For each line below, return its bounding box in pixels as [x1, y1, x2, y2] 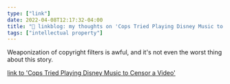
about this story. [7, 56, 54, 64]
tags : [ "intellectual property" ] [7, 29, 103, 36]
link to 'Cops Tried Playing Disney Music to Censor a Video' [7, 69, 176, 77]
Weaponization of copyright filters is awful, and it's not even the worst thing [7, 48, 222, 56]
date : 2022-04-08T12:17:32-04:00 [7, 17, 103, 23]
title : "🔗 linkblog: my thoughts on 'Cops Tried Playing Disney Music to [7, 23, 224, 30]
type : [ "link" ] [7, 10, 51, 17]
